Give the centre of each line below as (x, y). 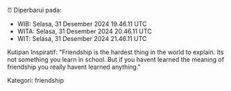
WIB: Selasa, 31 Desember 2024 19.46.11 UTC (82, 24)
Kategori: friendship (36, 80)
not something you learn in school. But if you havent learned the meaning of (115, 59)
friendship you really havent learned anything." (74, 67)
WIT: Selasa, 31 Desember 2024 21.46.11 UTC (82, 39)
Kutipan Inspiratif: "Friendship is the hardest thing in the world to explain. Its (115, 52)
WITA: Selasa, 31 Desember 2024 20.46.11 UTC (85, 31)
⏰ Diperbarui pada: (35, 10)
